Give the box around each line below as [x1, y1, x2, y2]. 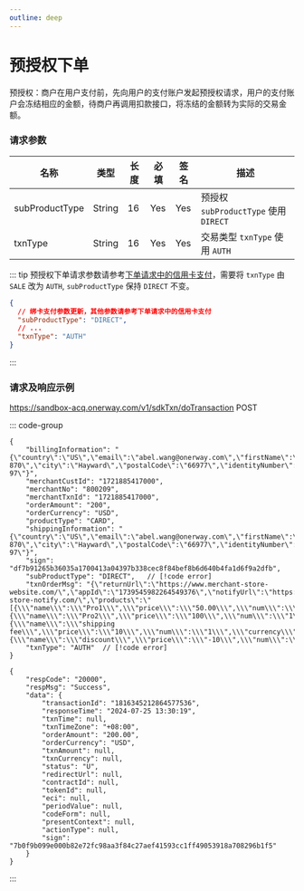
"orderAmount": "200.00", [42, 731, 140, 740]
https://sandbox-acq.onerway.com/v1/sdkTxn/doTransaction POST [9, 402, 258, 413]
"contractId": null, [42, 778, 119, 788]
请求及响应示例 [9, 381, 75, 394]
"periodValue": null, [42, 802, 124, 811]
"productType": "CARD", [25, 517, 116, 526]
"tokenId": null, [42, 786, 107, 795]
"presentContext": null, [42, 818, 136, 827]
